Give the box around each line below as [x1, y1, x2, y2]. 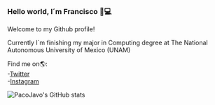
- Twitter [7, 70, 30, 79]
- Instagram [7, 77, 40, 86]
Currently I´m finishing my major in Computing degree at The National [7, 38, 208, 47]
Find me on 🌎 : [7, 60, 48, 68]
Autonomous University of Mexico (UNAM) [7, 46, 131, 54]
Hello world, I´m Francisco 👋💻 [7, 6, 112, 16]
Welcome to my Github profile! [7, 25, 95, 33]
